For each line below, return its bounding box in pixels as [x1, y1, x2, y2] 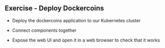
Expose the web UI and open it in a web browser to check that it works [12, 37, 160, 43]
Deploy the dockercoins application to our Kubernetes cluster [12, 17, 141, 23]
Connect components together [12, 27, 77, 33]
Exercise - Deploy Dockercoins [5, 4, 105, 13]
